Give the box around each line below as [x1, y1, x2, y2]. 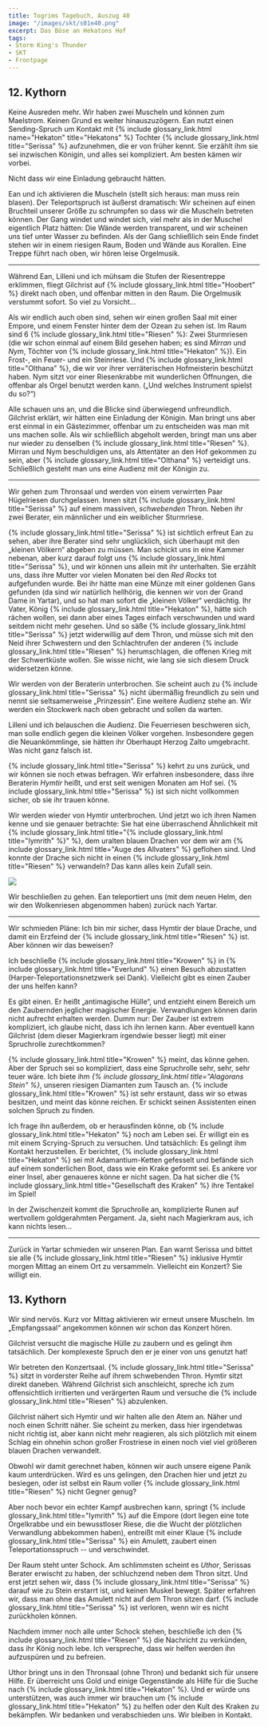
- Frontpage [8, 57, 48, 65]
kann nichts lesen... [8, 1221, 73, 1231]
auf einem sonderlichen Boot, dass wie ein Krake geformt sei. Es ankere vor [8, 1164, 258, 1173]
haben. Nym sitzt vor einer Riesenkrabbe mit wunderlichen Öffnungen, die [8, 372, 253, 381]
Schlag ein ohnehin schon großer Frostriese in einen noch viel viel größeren [8, 1437, 258, 1446]
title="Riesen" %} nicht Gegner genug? [8, 1486, 137, 1496]
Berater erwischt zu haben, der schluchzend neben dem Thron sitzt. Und [8, 1568, 249, 1578]
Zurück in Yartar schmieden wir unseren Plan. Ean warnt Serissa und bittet [8, 1244, 253, 1254]
